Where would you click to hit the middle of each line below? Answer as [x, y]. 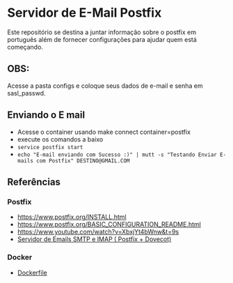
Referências [34, 182]
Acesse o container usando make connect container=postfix [104, 132]
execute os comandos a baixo [60, 139]
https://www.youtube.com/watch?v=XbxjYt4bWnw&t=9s [98, 232]
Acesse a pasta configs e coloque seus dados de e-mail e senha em [105, 86]
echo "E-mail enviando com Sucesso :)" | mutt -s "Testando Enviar [117, 155]
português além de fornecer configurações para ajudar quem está [102, 39]
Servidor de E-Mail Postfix [85, 13]
